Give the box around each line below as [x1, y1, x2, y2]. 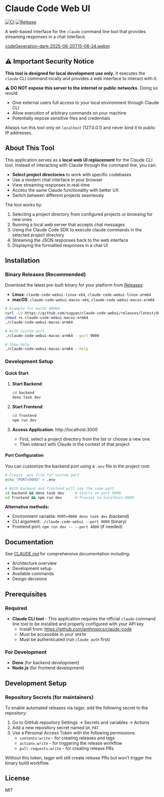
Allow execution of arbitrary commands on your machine [12, 110, 127, 116]
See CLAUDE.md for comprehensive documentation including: [5, 551, 130, 557]
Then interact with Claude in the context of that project [19, 441, 130, 447]
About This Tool [5, 144, 55, 152]
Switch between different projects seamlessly [12, 192, 104, 198]
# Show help [5, 342, 29, 347]
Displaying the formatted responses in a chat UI [12, 242, 108, 248]
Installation [5, 256, 40, 265]
